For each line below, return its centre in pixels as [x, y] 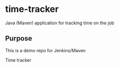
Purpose [19, 38]
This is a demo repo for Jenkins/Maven [45, 50]
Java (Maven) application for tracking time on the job [60, 23]
